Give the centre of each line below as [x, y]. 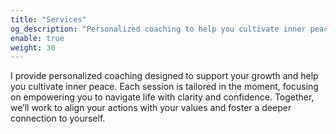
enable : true [37, 38]
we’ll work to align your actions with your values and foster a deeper [151, 108]
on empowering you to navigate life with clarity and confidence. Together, [162, 97]
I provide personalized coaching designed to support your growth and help [164, 76]
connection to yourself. [58, 118]
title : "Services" [48, 19]
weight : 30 [33, 47]
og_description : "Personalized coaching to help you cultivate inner [158, 29]
